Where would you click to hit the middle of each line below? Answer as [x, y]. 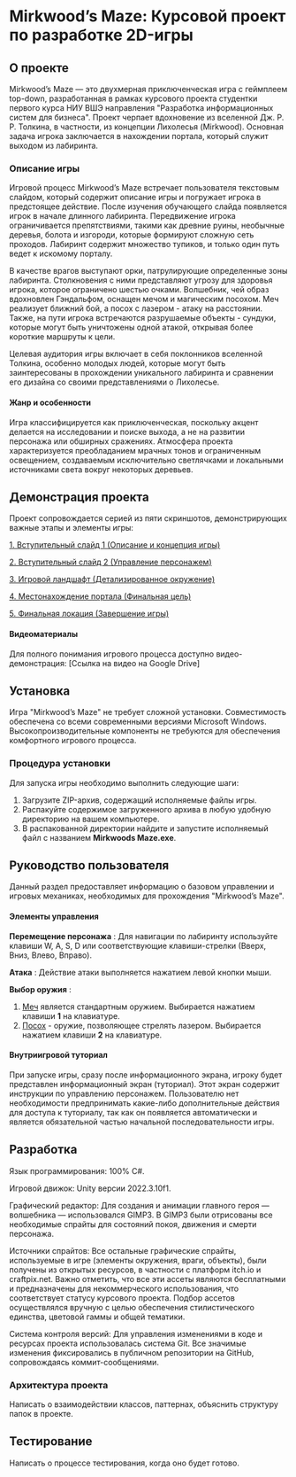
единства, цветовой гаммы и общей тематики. [97, 1317]
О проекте [39, 68]
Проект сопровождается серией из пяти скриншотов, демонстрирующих [148, 518]
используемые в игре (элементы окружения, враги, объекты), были [138, 1260]
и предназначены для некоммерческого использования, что [124, 1288]
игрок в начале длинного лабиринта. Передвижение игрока [122, 216]
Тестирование [51, 1442]
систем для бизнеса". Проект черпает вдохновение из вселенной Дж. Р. [147, 117]
